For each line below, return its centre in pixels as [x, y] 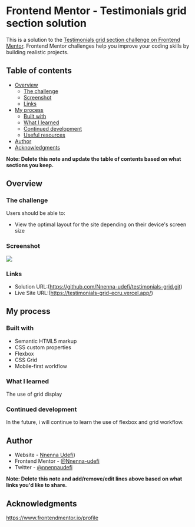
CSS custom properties [43, 347]
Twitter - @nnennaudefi [43, 468]
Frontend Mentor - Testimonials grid [96, 11]
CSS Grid [26, 360]
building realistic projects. [37, 52]
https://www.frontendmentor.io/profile [52, 518]
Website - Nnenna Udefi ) [45, 455]
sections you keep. [30, 165]
